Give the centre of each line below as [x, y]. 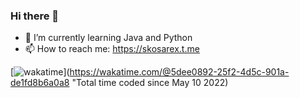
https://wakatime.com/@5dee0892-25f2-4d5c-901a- [179, 72]
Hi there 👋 [35, 16]
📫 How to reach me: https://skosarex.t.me [112, 49]
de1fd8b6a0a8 [40, 83]
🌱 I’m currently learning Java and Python [108, 38]
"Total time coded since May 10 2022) [150, 83]
